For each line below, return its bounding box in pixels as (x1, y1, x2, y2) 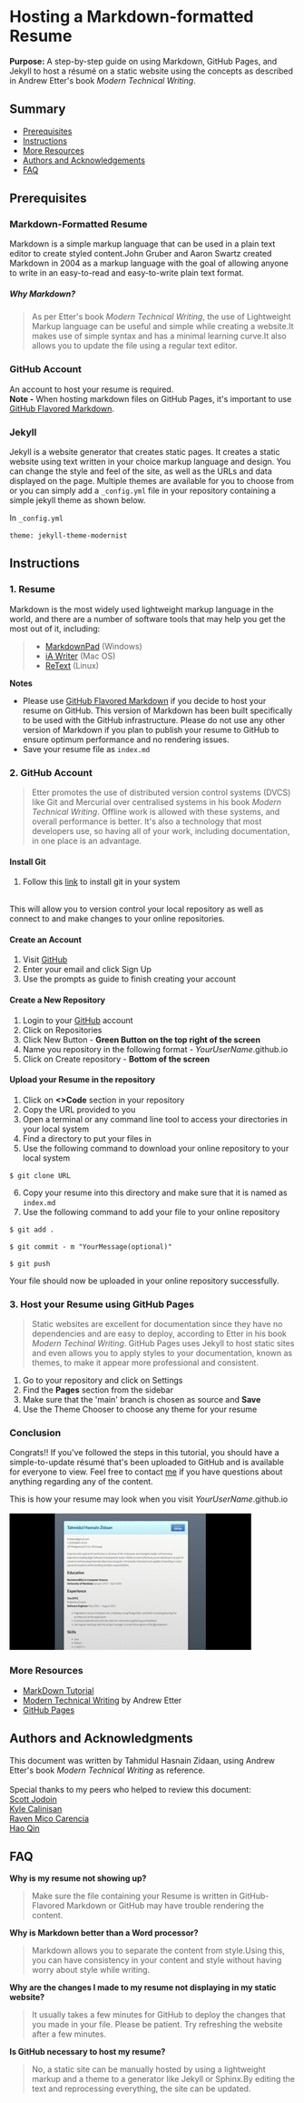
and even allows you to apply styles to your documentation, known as (31, 1348, 293, 1359)
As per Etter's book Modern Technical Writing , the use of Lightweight (31, 311, 291, 322)
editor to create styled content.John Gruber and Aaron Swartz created (9, 248, 272, 259)
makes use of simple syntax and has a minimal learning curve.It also (31, 330, 288, 342)
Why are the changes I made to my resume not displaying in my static (9, 1982, 277, 1993)
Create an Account (9, 934, 82, 945)
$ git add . (9, 1225, 54, 1234)
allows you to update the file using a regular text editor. (31, 340, 238, 351)
